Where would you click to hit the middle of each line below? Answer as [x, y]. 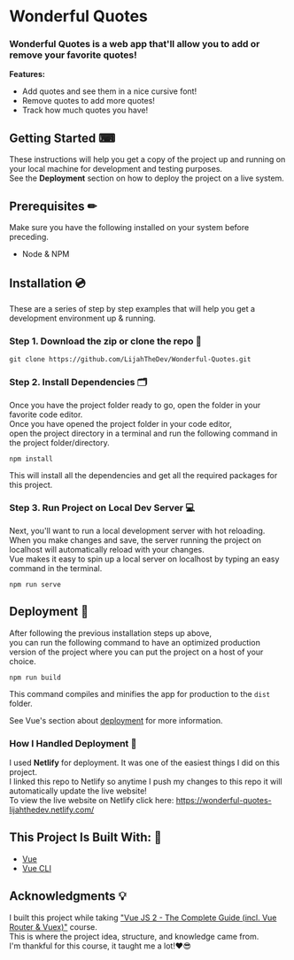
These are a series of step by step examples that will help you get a [132, 308]
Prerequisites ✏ [53, 206]
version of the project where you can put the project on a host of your [136, 652]
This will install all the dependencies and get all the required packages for [143, 475]
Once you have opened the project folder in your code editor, [121, 423]
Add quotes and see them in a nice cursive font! [109, 91]
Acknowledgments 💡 [68, 896]
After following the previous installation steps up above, [111, 633]
